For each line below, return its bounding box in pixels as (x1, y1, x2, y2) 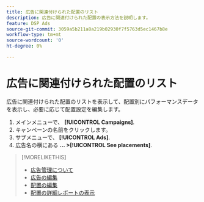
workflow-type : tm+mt (6, 32, 62, 38)
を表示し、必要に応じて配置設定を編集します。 (6, 105, 124, 113)
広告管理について (30, 166, 74, 173)
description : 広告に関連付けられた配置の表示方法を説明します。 (6, 15, 151, 21)
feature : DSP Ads (6, 20, 51, 26)
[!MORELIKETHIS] (21, 153, 67, 161)
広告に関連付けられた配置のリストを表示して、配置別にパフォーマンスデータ (6, 98, 199, 105)
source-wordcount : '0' (6, 37, 64, 43)
